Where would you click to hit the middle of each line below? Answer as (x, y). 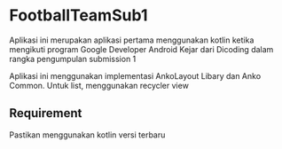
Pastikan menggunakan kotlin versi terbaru (87, 135)
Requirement (46, 113)
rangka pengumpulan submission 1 (73, 59)
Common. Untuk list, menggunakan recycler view (99, 85)
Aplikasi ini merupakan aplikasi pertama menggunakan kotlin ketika (132, 40)
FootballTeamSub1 (78, 16)
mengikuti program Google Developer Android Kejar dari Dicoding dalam (141, 49)
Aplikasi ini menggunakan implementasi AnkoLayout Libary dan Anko (135, 75)
